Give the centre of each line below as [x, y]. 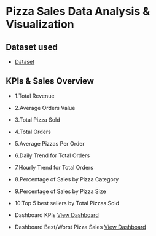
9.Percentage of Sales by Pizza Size [60, 191]
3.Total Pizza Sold [37, 120]
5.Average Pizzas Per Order [50, 143]
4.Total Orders [33, 132]
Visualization [40, 24]
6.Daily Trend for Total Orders [52, 155]
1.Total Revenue [34, 96]
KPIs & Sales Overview [50, 81]
